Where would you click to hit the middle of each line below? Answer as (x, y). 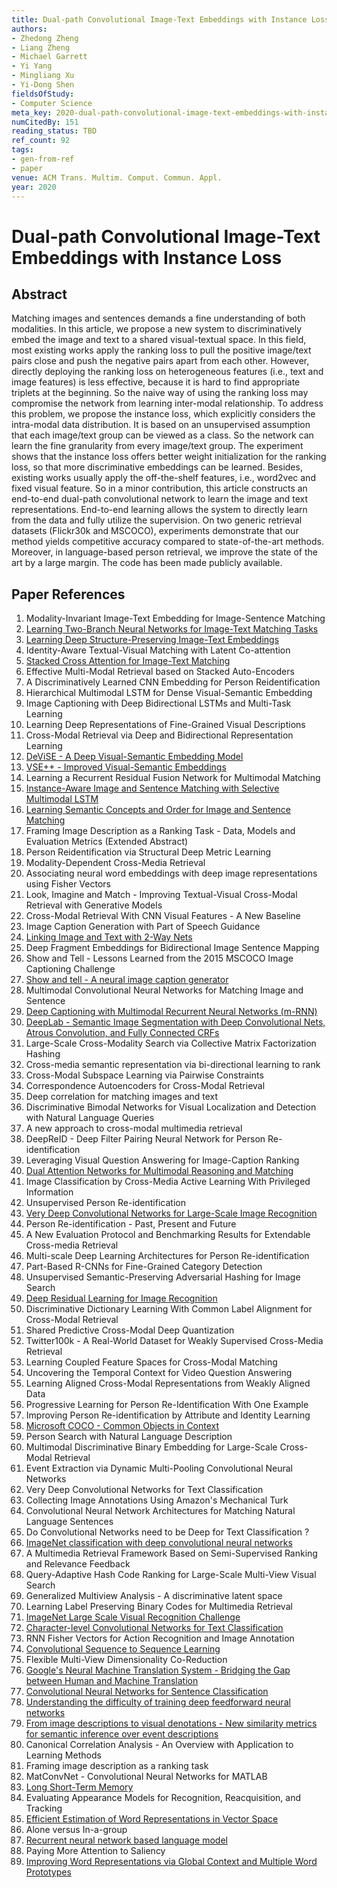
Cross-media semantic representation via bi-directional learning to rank (173, 1065)
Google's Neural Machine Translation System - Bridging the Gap (158, 1670)
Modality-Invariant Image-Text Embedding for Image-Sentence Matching (175, 618)
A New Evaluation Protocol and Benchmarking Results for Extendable (168, 1235)
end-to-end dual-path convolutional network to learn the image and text (160, 499)
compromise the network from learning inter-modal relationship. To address (167, 403)
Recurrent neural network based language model (126, 1840)
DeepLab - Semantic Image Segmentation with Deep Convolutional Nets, (175, 1022)
